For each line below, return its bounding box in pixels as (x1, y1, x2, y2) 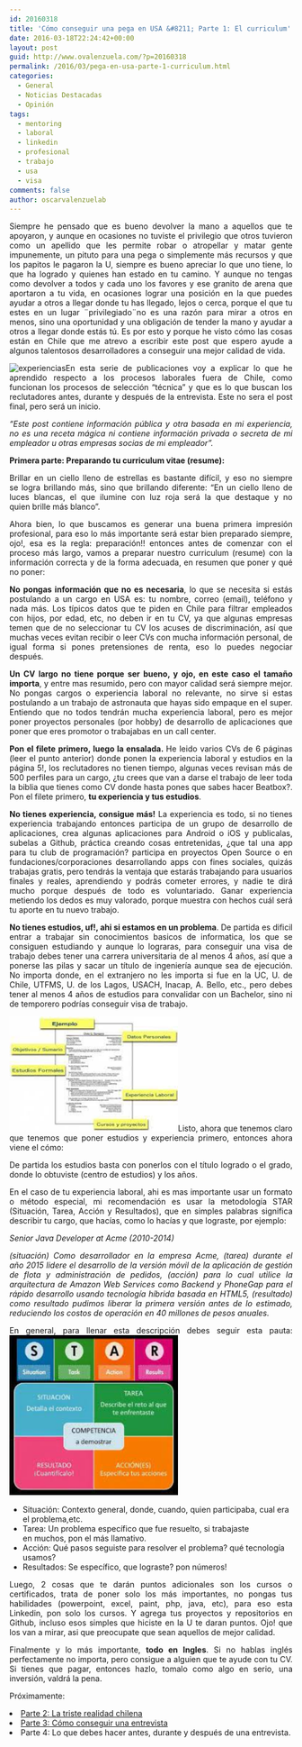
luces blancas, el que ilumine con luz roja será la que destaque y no (9, 492, 293, 503)
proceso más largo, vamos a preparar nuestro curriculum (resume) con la (9, 548, 293, 559)
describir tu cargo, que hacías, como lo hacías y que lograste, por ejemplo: (9, 1215, 287, 1226)
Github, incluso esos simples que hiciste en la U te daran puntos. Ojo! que (9, 1617, 293, 1628)
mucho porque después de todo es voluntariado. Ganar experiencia (9, 886, 293, 896)
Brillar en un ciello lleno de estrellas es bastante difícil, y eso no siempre (9, 473, 293, 484)
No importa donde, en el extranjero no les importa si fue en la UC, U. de (9, 969, 293, 981)
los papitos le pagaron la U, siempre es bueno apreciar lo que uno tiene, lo (9, 259, 293, 270)
